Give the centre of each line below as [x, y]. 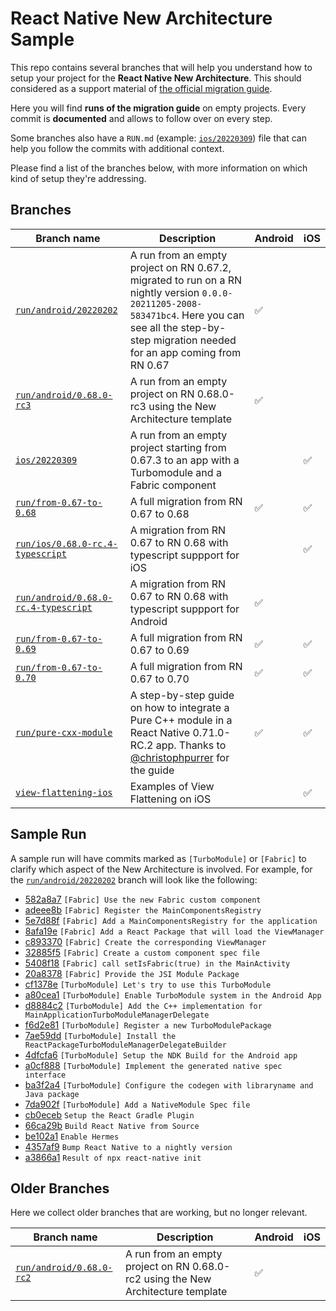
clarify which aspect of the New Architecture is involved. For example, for [161, 869]
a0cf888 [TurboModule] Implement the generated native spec [153, 1065]
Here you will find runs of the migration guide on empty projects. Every [158, 108]
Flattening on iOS [170, 799]
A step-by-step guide [182, 695]
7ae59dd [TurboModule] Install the [100, 1035]
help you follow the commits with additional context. [117, 148]
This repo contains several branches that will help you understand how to [161, 67]
